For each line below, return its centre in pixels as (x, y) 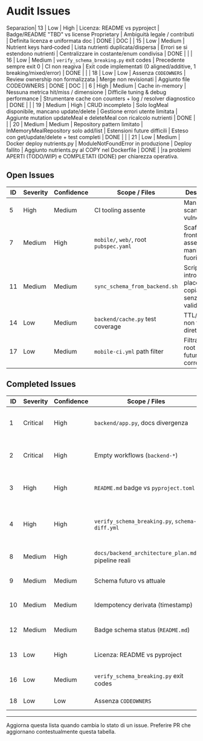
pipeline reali (113, 560)
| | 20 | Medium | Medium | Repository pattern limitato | (75, 124)
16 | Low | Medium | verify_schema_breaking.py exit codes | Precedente (96, 60)
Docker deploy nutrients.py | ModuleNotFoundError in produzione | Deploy (99, 143)
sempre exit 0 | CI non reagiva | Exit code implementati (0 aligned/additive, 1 (101, 66)
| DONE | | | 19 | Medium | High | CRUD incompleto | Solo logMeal (88, 105)
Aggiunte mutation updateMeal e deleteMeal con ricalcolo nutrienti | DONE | (101, 118)
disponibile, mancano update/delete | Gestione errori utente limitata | (92, 111)
